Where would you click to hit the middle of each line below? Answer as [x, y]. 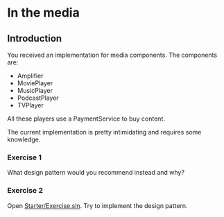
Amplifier [30, 76]
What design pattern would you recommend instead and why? [96, 173]
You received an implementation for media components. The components [112, 55]
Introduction [35, 38]
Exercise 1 [25, 157]
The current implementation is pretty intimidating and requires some [104, 132]
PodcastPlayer [38, 98]
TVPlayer [30, 105]
